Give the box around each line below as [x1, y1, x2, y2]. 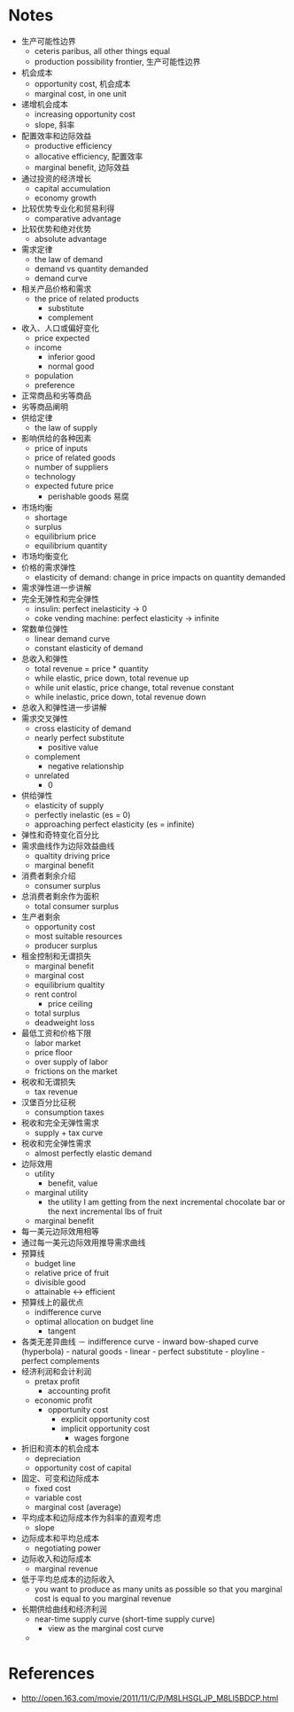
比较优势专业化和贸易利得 [20, 203, 115, 214]
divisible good [34, 1277, 86, 1288]
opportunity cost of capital [34, 1462, 132, 1473]
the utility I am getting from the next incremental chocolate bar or [47, 1196, 285, 1207]
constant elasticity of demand [34, 642, 143, 653]
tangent [47, 1326, 76, 1336]
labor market [34, 1038, 81, 1048]
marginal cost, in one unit [34, 88, 128, 98]
